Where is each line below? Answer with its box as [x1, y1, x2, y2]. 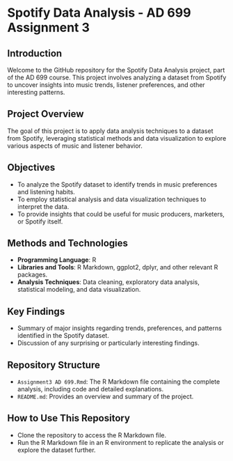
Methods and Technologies [7, 237, 129, 249]
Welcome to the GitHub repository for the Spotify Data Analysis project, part [7, 66, 225, 74]
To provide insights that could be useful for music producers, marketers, [17, 210, 225, 218]
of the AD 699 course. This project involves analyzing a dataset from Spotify [7, 73, 227, 81]
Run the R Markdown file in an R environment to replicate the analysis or [17, 438, 224, 446]
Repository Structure [7, 359, 101, 370]
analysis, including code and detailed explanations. [17, 385, 164, 393]
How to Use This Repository [7, 412, 131, 424]
